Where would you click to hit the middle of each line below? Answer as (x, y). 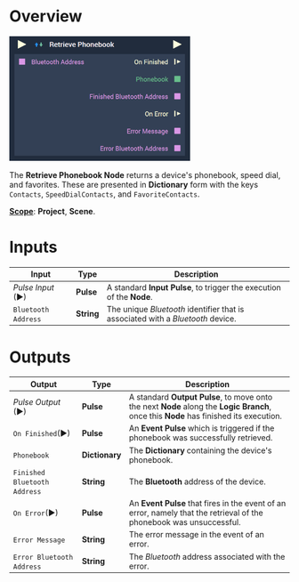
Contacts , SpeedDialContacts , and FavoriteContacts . (105, 194)
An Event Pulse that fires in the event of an (207, 504)
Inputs (33, 247)
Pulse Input (34, 287)
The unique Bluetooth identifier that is (175, 309)
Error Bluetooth (43, 557)
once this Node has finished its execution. (206, 416)
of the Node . (129, 296)
